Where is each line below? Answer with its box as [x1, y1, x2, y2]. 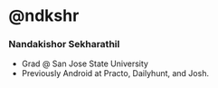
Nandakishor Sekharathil [8, 38, 120, 51]
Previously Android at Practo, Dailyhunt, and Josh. [21, 68, 210, 79]
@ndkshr [8, 5, 80, 26]
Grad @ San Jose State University [21, 58, 148, 69]
